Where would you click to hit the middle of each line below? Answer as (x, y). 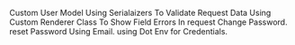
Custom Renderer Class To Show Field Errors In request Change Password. (148, 22)
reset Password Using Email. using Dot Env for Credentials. (118, 31)
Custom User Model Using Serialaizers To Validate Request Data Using (140, 13)
